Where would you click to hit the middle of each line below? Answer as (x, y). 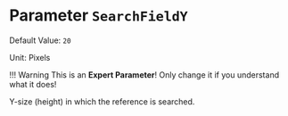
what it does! (33, 84)
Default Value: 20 (40, 40)
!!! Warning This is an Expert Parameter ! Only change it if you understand (144, 75)
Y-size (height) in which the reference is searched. (102, 101)
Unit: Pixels (30, 57)
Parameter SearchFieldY (99, 16)
